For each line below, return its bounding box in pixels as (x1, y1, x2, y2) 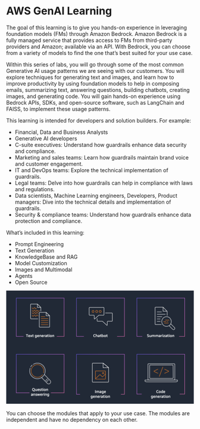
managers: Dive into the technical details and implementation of (14, 198, 171, 206)
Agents (14, 272, 33, 279)
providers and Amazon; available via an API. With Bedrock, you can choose (6, 43, 190, 50)
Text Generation (14, 247, 55, 254)
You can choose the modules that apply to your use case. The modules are (6, 410, 190, 417)
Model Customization (14, 259, 67, 266)
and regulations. (14, 185, 55, 192)
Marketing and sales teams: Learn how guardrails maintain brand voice (14, 154, 189, 161)
